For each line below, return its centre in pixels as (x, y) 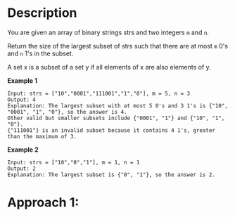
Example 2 (23, 150)
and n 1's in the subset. (40, 53)
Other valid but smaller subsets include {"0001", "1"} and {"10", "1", (116, 118)
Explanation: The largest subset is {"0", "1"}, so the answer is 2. (112, 175)
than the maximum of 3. (42, 136)
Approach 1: (43, 203)
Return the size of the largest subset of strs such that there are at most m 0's (118, 46)
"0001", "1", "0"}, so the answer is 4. (68, 112)
